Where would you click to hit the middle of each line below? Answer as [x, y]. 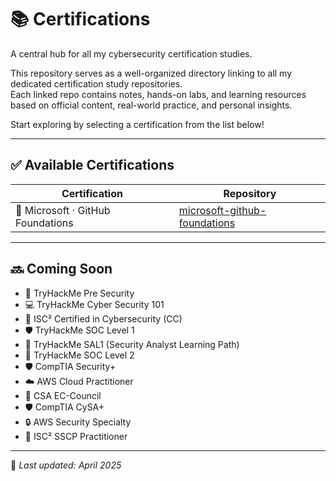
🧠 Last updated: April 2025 [66, 465]
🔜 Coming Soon [61, 269]
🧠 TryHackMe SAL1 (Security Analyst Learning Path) [132, 344]
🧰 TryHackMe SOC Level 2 [79, 355]
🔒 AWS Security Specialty [78, 422]
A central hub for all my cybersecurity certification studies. [131, 53]
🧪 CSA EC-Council [63, 395]
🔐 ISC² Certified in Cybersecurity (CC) [103, 318]
